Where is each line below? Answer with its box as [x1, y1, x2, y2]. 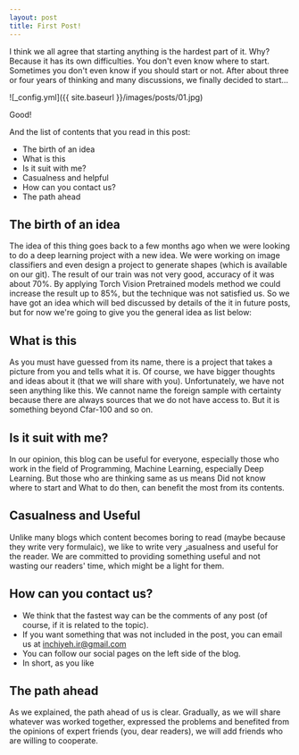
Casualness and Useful [9, 508, 141, 524]
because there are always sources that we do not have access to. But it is [9, 395, 280, 406]
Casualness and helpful [21, 172, 109, 183]
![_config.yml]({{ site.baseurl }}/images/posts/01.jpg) [9, 91, 203, 103]
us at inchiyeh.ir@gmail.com [21, 638, 127, 649]
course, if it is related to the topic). [21, 619, 149, 630]
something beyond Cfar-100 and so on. [9, 404, 154, 415]
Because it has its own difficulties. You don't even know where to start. [9, 55, 270, 66]
